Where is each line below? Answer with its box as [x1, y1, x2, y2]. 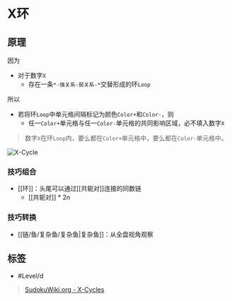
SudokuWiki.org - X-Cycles [24, 285, 105, 294]
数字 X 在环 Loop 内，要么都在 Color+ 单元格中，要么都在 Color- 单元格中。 [24, 134, 228, 142]
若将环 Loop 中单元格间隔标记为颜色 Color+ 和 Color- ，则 [17, 110, 175, 118]
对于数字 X [17, 71, 46, 79]
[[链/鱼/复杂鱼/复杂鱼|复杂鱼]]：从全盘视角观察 [17, 230, 154, 238]
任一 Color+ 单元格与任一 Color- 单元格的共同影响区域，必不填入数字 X [28, 119, 225, 127]
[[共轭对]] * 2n [28, 193, 71, 201]
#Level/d [17, 272, 44, 281]
